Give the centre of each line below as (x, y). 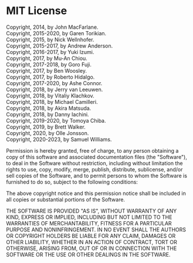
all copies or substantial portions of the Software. (65, 199)
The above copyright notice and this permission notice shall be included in (96, 193)
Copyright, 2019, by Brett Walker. (46, 127)
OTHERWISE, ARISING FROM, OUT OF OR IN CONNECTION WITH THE (92, 248)
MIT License (37, 11)
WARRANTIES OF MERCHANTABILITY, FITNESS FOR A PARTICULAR (89, 223)
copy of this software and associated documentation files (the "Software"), (97, 157)
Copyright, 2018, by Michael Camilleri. (52, 102)
